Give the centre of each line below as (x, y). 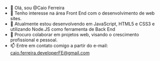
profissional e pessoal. (34, 40)
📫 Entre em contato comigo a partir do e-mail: (59, 46)
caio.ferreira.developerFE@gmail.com (50, 53)
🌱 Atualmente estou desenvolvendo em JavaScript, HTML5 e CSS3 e (82, 24)
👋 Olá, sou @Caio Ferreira (37, 8)
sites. (16, 18)
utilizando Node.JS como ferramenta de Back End (63, 29)
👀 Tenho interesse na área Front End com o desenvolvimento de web (82, 13)
